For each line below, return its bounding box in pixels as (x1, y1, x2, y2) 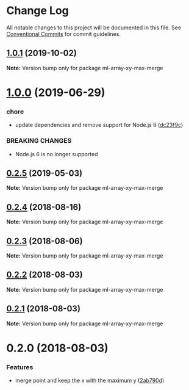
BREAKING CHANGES (6, 137, 72, 145)
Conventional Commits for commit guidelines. (6, 30, 121, 37)
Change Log (6, 4, 69, 18)
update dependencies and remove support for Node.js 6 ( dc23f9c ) (15, 121, 184, 129)
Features (6, 363, 34, 371)
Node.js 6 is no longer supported (15, 150, 99, 157)
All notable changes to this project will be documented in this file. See (6, 24, 182, 31)
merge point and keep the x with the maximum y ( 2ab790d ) (15, 377, 165, 385)
